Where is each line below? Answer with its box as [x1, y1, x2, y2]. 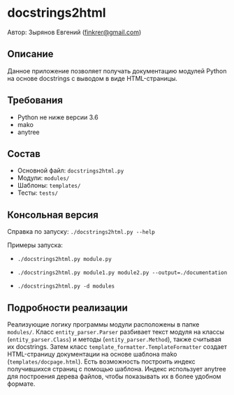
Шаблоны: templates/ [17, 181, 81, 190]
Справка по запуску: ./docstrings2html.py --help [7, 228, 156, 236]
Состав [7, 148, 41, 160]
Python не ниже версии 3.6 [17, 113, 99, 121]
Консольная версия [7, 209, 99, 221]
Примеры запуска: [7, 241, 63, 249]
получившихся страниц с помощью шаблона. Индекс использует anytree [7, 365, 226, 373]
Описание [7, 48, 54, 60]
